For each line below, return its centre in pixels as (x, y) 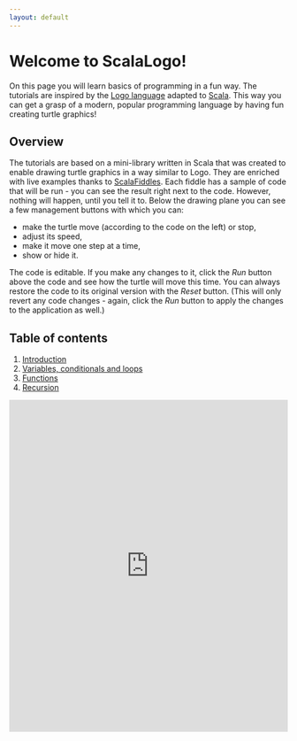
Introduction (44, 359)
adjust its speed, (52, 236)
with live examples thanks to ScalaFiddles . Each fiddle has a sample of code (148, 181)
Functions (40, 378)
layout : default (39, 17)
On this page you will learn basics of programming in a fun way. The (133, 86)
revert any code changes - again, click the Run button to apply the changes (147, 301)
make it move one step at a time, (81, 246)
